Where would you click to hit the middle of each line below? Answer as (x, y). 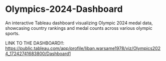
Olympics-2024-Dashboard (64, 9)
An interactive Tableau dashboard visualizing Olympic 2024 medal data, (79, 23)
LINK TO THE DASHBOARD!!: (35, 43)
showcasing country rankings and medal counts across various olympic (79, 28)
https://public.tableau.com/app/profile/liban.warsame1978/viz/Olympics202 (83, 48)
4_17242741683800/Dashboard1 (38, 54)
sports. (12, 33)
